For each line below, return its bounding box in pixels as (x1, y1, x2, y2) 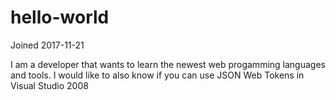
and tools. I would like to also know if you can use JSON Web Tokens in (10, 69, 305, 81)
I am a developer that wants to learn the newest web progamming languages (10, 58, 326, 70)
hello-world (10, 6, 110, 29)
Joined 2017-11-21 (10, 39, 85, 51)
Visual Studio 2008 (10, 79, 89, 91)
